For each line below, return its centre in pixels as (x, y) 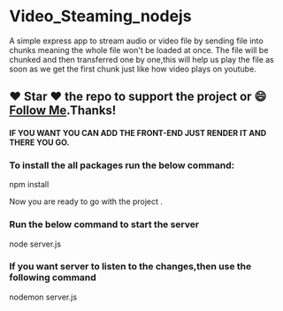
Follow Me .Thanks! (63, 111)
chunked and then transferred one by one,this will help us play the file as (141, 59)
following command (53, 277)
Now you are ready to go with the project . (86, 201)
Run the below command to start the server (104, 224)
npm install (29, 185)
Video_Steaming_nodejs (100, 16)
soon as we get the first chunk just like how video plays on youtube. (133, 69)
